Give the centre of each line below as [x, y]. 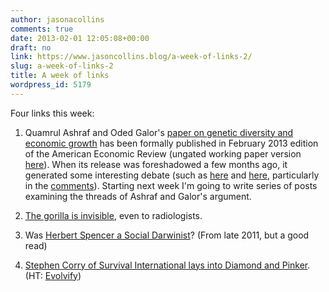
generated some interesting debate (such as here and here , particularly [172, 175]
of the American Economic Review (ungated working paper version [163, 153]
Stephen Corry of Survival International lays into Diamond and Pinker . [167, 265]
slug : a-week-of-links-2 [62, 66]
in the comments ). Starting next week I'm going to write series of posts [171, 185]
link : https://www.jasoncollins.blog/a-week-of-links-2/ [131, 57]
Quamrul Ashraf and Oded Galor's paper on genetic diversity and [159, 132]
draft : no [31, 47]
